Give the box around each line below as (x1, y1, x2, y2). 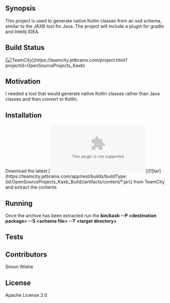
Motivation (5, 77, 41, 86)
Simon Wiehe (5, 264, 34, 270)
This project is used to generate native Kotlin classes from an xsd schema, (5, 17, 162, 24)
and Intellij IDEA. (5, 28, 40, 35)
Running (5, 199, 33, 207)
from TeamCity (133, 179, 165, 185)
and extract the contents (5, 184, 57, 191)
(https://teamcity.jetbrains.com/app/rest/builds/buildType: (5, 173, 128, 179)
